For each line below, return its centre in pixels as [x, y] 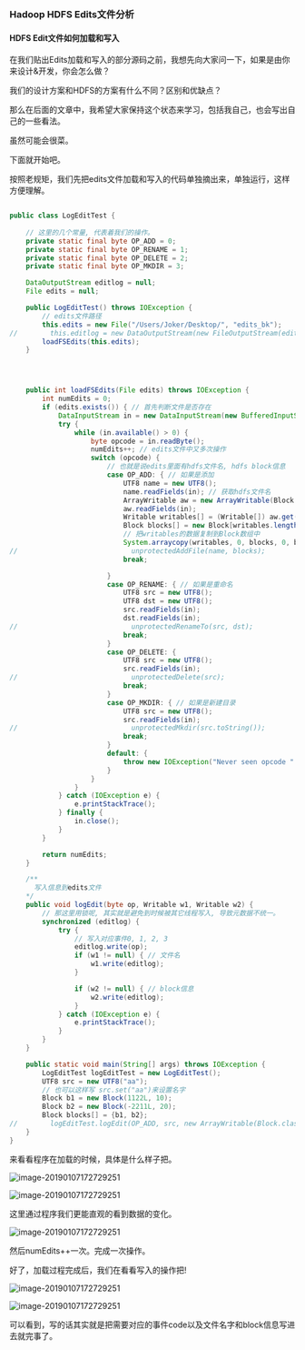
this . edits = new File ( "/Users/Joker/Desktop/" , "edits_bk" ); [162, 325]
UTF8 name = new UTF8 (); [170, 483]
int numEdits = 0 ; [77, 399]
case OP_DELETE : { [142, 652]
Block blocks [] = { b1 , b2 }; [95, 1115]
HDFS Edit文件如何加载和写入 [64, 37]
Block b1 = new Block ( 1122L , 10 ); [107, 1098]
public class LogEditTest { [63, 216]
